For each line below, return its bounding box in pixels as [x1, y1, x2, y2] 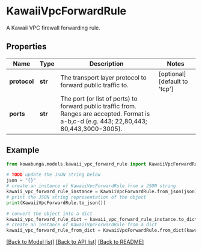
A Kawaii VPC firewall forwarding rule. [6, 24, 101, 31]
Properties [6, 42, 47, 52]
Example [6, 145, 40, 155]
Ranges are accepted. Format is [60, 110, 150, 118]
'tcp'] [158, 84, 174, 93]
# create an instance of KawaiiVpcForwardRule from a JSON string [6, 183, 176, 189]
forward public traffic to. [60, 81, 129, 89]
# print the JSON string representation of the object [6, 194, 147, 200]
